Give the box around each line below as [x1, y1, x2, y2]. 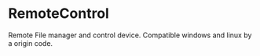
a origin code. [8, 38, 53, 47]
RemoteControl [8, 5, 110, 23]
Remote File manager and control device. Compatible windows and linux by [8, 30, 252, 40]
